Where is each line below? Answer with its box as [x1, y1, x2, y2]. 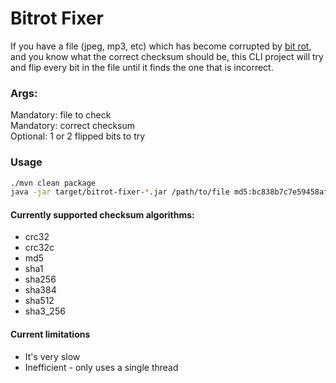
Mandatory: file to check [10, 109, 112, 121]
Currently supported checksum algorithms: [10, 208, 195, 221]
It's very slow [24, 350, 81, 362]
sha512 [24, 295, 55, 307]
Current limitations [10, 328, 91, 341]
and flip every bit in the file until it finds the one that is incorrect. [10, 61, 274, 73]
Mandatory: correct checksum [10, 120, 136, 132]
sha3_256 [24, 305, 66, 317]
